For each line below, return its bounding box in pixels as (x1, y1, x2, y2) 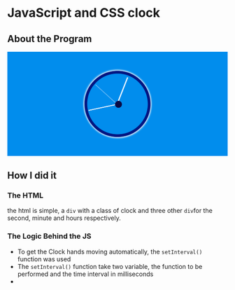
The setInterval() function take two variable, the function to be (17, 262, 203, 270)
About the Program (7, 33, 92, 45)
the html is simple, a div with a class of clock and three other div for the (7, 207, 213, 215)
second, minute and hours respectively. (7, 214, 121, 222)
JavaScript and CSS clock (7, 5, 161, 21)
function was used (17, 254, 71, 263)
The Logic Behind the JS (7, 231, 92, 241)
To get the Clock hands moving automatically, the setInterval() (17, 247, 203, 256)
